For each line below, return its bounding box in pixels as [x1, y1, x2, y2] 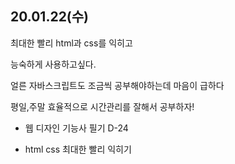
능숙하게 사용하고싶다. [10, 58, 97, 70]
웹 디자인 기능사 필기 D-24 [24, 122, 129, 134]
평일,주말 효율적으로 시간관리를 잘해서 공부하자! [10, 100, 195, 112]
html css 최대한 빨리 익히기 [24, 143, 132, 155]
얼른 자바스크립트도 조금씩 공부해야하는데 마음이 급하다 [10, 79, 225, 91]
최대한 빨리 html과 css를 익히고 [10, 37, 133, 49]
